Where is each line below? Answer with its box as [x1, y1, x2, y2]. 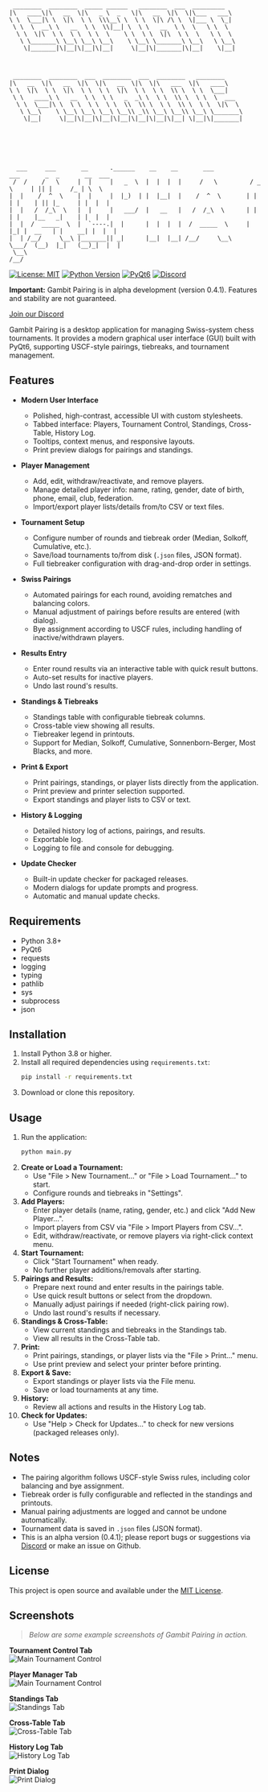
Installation [9, 1028, 67, 1042]
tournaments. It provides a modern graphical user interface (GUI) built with [9, 333, 256, 343]
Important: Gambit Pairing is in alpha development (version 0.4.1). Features [9, 285, 258, 295]
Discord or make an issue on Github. [20, 1541, 141, 1550]
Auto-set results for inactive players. [32, 672, 153, 682]
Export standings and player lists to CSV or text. [32, 795, 192, 804]
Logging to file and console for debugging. [32, 843, 175, 853]
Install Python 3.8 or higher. [20, 1049, 112, 1059]
